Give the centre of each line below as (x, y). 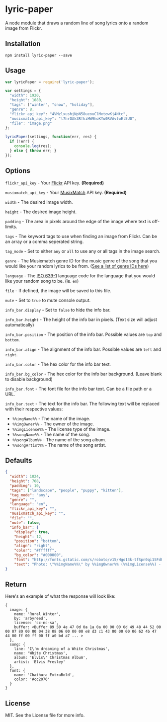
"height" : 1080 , (26, 100)
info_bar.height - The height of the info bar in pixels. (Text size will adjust (81, 320)
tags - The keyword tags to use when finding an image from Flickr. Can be (81, 236)
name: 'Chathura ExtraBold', (44, 675)
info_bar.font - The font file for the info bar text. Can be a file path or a (79, 389)
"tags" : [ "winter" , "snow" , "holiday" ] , (52, 105)
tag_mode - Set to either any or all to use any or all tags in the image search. (83, 251)
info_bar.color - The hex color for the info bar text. (58, 364)
